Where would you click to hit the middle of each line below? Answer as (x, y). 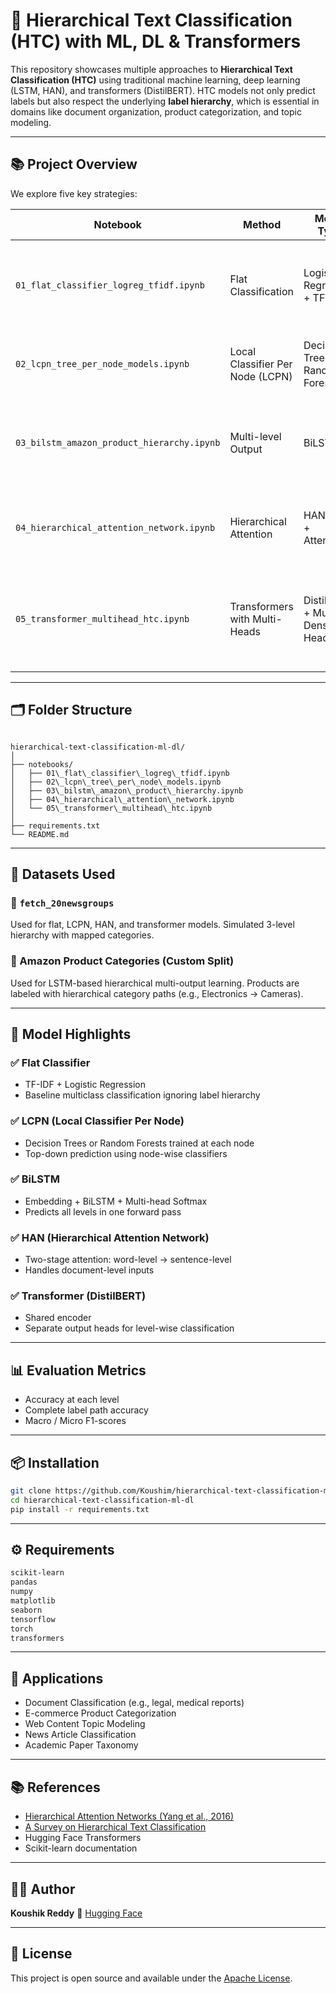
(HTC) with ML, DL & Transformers (156, 41)
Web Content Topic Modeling (85, 1724)
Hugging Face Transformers (83, 1838)
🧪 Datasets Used (63, 874)
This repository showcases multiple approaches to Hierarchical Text (151, 69)
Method (262, 224)
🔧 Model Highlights (71, 1034)
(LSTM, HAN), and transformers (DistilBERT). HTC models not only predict (163, 90)
